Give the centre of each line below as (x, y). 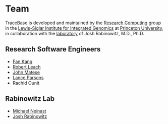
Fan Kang (22, 61)
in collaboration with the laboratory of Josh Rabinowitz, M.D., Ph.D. (75, 33)
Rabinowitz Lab (30, 99)
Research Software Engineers (53, 49)
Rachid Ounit (26, 83)
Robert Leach (27, 67)
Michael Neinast (29, 111)
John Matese (26, 72)
